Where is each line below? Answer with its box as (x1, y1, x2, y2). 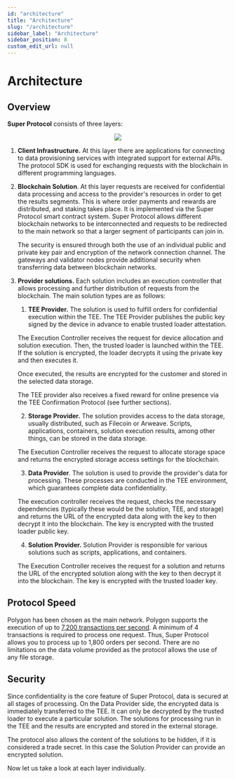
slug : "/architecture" (7, 23, 74, 30)
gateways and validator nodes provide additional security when (17, 255, 201, 264)
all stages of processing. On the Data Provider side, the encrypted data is (7, 699, 220, 707)
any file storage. (7, 653, 54, 661)
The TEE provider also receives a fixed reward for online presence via (17, 391, 219, 399)
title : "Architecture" (7, 17, 74, 24)
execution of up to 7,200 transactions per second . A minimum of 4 (7, 622, 199, 632)
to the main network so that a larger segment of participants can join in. (17, 227, 224, 235)
